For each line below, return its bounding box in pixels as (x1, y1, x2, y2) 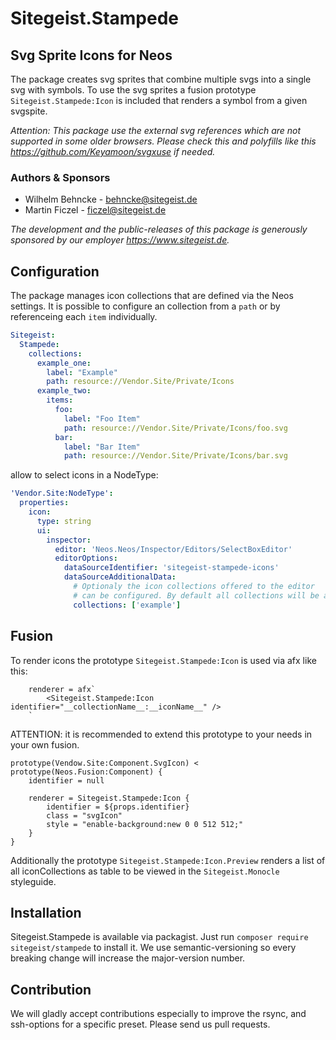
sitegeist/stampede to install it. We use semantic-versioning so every (10, 942, 297, 954)
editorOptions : (54, 553, 118, 564)
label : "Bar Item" (63, 442, 141, 452)
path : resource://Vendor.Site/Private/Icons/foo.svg (63, 423, 288, 433)
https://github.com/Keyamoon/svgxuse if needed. (10, 146, 216, 157)
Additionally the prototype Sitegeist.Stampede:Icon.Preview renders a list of (10, 854, 326, 866)
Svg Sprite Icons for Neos (10, 47, 173, 64)
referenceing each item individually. (10, 311, 158, 323)
